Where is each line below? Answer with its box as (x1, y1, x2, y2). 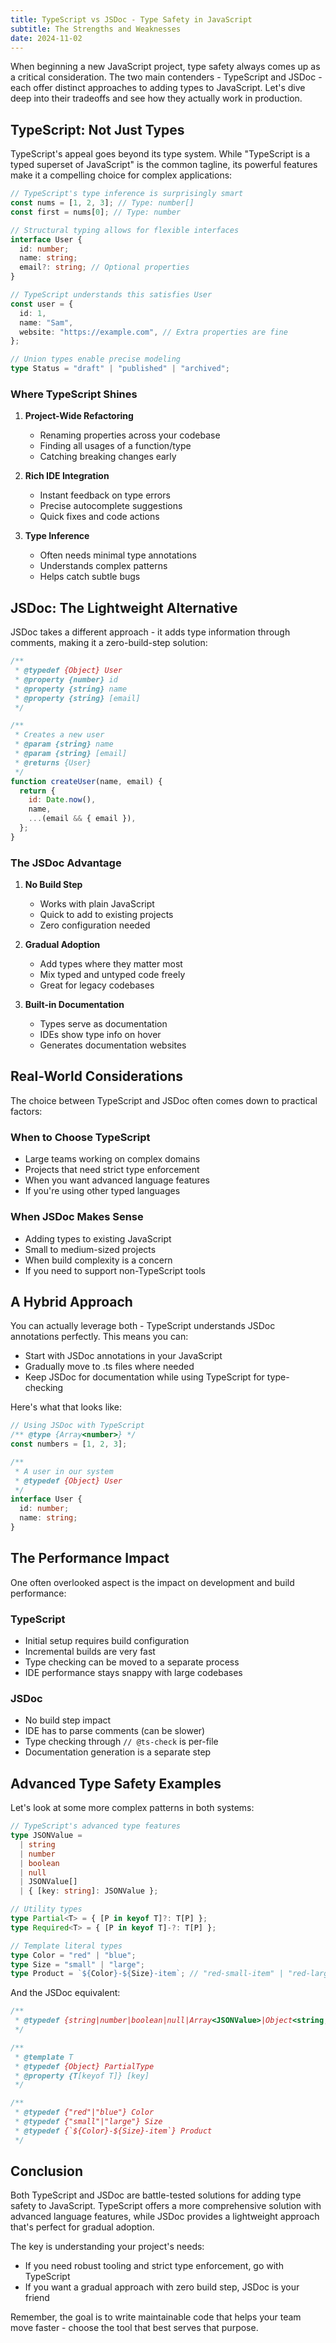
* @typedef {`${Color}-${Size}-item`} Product (14, 2126, 213, 2136)
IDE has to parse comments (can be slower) (24, 1725, 206, 1737)
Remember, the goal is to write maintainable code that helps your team (10, 2311, 302, 2323)
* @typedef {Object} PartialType (14, 2061, 155, 2071)
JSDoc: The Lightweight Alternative (10, 599, 238, 616)
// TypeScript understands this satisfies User (10, 290, 213, 300)
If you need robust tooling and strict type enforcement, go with (24, 2260, 284, 2272)
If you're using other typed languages (24, 1185, 181, 1197)
